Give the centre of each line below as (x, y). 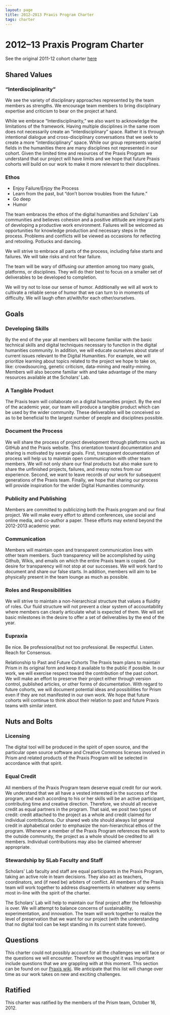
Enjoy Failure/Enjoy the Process (46, 188)
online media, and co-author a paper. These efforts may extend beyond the (84, 520)
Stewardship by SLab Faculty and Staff (54, 860)
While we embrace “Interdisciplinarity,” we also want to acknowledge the (81, 121)
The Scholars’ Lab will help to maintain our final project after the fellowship (83, 903)
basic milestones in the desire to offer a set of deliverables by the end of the (85, 617)
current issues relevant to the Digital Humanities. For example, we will (78, 355)
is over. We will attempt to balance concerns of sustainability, (69, 908)
